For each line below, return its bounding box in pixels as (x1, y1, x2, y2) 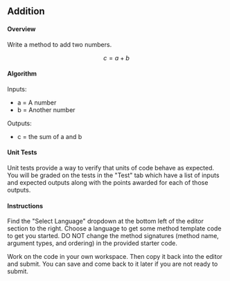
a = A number (17, 98, 57, 107)
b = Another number (17, 105, 76, 114)
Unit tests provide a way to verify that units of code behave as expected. (7, 164, 215, 172)
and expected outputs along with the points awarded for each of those (7, 179, 209, 186)
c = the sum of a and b (17, 132, 82, 140)
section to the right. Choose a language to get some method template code (7, 224, 222, 233)
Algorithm (7, 69, 37, 78)
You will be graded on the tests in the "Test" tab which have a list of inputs (7, 171, 220, 179)
